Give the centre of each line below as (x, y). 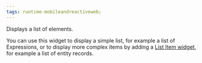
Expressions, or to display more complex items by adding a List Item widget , (101, 47)
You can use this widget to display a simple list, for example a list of (91, 40)
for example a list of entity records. (50, 53)
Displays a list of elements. (40, 29)
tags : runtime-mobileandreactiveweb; (54, 12)
